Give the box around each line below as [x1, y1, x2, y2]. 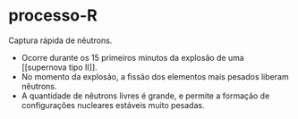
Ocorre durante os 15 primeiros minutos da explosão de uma [21, 52, 245, 63]
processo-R [8, 5, 98, 26]
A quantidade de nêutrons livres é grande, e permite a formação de [21, 90, 270, 101]
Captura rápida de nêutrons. [8, 35, 113, 46]
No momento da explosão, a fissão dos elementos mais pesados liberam [21, 71, 289, 81]
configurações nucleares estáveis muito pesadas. [21, 99, 205, 110]
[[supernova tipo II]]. [21, 62, 98, 72]
